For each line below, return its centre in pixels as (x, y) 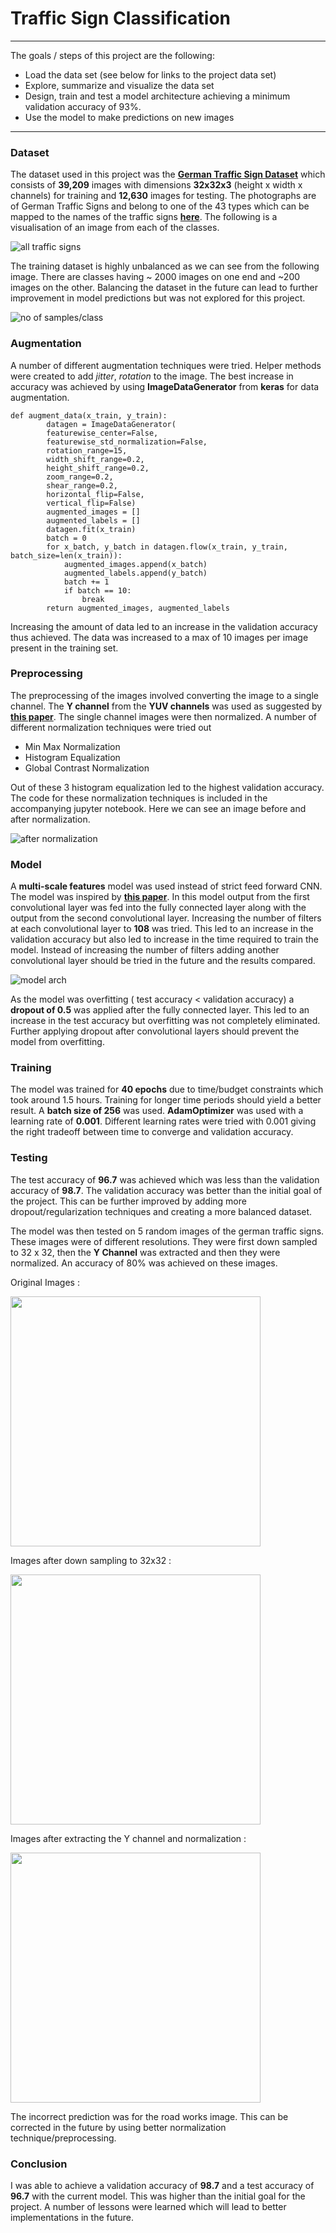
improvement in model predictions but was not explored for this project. (158, 298)
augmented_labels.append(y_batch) (135, 573)
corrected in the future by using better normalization (118, 2127)
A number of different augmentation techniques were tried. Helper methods (166, 365)
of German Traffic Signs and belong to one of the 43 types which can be (160, 206)
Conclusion (39, 2164)
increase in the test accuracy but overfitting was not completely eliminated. (165, 1021)
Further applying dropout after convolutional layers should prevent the (155, 1031)
